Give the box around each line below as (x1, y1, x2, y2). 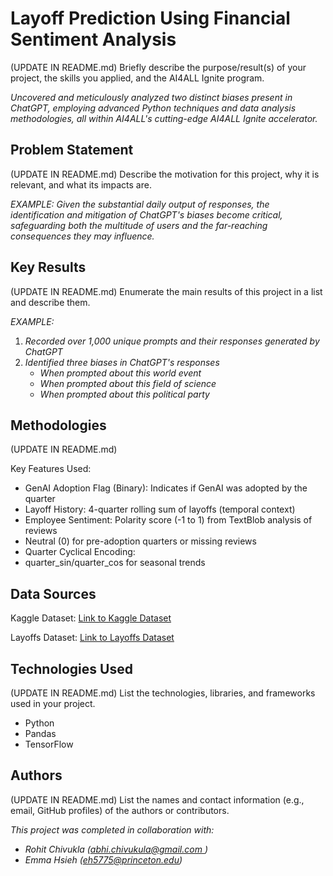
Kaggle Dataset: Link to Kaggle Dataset (10, 612, 172, 624)
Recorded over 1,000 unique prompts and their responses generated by (24, 335, 320, 347)
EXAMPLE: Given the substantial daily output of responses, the (10, 198, 270, 210)
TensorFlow (24, 738, 74, 750)
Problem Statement (10, 142, 134, 159)
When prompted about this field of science (39, 377, 217, 389)
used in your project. (10, 698, 96, 709)
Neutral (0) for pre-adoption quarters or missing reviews (24, 535, 257, 547)
